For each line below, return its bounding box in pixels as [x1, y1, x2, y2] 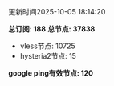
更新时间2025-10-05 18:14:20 [8, 7, 106, 16]
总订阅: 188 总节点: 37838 [8, 24, 96, 34]
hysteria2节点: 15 [19, 51, 76, 60]
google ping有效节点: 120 [8, 68, 94, 78]
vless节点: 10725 [19, 41, 76, 51]
